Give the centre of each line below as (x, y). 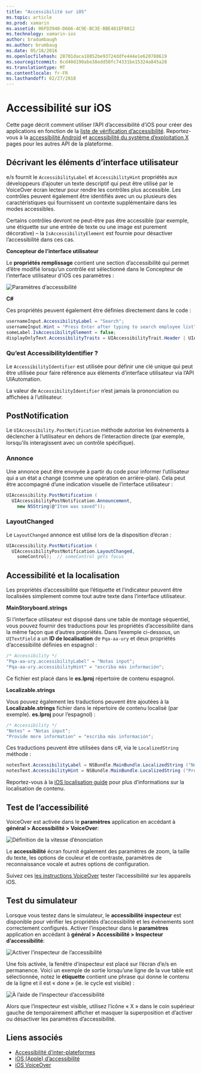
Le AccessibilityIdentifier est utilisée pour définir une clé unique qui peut (100, 366)
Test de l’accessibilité (47, 807)
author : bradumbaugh (32, 40)
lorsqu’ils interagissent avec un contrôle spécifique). (71, 443)
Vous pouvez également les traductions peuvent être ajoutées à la (88, 702)
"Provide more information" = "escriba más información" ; (80, 736)
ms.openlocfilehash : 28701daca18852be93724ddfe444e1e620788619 (87, 56)
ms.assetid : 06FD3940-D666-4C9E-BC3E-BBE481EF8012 (71, 28)
